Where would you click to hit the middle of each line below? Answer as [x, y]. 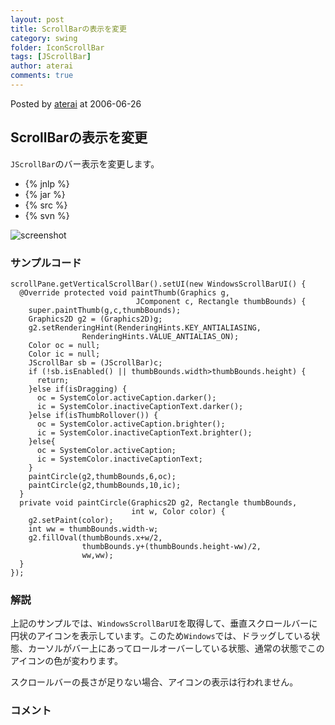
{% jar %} [45, 194]
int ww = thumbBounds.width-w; [93, 529]
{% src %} [46, 205]
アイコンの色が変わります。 [66, 661]
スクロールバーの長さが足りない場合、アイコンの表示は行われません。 [154, 682]
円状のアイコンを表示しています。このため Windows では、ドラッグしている [161, 636]
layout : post [37, 19]
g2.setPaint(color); [71, 520]
